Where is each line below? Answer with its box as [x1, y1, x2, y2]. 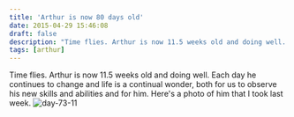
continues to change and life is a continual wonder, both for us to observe [9, 79, 277, 90]
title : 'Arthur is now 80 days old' [9, 12, 144, 22]
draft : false [9, 29, 57, 38]
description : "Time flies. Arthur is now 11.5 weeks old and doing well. [9, 37, 287, 47]
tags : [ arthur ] [9, 46, 65, 55]
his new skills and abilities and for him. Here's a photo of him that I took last [9, 89, 284, 99]
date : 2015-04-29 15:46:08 [9, 21, 109, 30]
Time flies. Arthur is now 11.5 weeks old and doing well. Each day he [9, 69, 257, 80]
